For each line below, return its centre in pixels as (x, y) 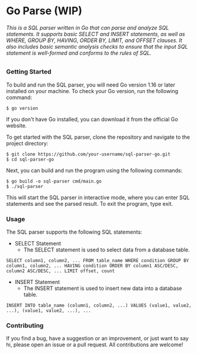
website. (17, 125)
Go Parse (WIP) (44, 11)
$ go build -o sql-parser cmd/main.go (54, 181)
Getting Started (29, 72)
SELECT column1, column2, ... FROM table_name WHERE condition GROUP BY (98, 261)
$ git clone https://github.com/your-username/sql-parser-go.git (88, 154)
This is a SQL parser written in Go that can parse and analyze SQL (88, 27)
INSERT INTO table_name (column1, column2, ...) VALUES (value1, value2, (99, 306)
